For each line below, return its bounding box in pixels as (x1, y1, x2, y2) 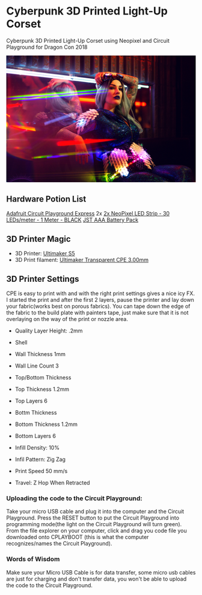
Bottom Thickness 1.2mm (14, 421, 78, 428)
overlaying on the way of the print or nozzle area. (6, 316, 128, 323)
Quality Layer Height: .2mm (14, 327, 83, 334)
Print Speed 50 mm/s (14, 468, 68, 475)
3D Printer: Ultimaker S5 (14, 250, 75, 257)
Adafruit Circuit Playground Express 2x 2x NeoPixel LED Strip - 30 (6, 210, 170, 217)
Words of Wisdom (6, 555, 60, 564)
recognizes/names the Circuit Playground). (6, 540, 112, 547)
